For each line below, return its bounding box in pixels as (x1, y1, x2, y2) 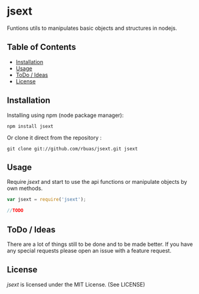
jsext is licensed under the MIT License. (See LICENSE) (7, 281, 145, 288)
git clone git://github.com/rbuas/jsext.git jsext (7, 145, 138, 152)
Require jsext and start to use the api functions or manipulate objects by (7, 178, 187, 186)
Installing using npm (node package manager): (7, 111, 124, 119)
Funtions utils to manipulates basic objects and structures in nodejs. (7, 24, 177, 32)
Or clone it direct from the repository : (7, 134, 102, 141)
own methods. (7, 184, 43, 192)
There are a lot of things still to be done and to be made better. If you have (7, 240, 194, 248)
